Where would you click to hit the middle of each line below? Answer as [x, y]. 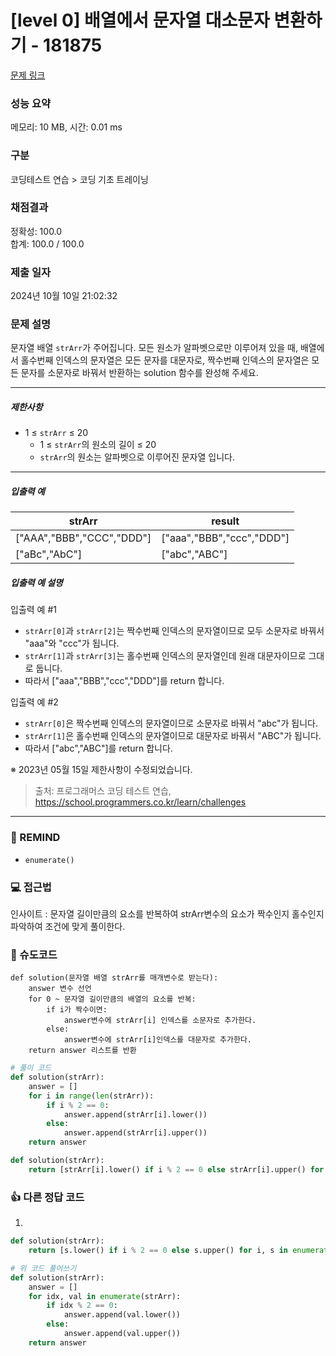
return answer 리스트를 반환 [82, 1051]
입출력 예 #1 [33, 610]
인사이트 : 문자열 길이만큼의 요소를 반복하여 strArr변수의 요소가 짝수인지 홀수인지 [167, 913]
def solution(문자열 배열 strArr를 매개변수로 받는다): [114, 978]
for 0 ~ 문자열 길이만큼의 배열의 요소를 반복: [112, 999]
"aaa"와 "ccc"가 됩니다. [72, 643]
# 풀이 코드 [31, 1068]
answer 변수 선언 [60, 989]
